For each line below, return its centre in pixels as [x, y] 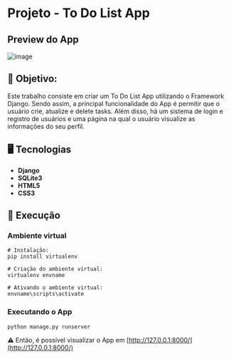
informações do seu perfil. [46, 126]
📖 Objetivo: [32, 79]
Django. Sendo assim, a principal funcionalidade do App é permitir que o [114, 103]
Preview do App [43, 40]
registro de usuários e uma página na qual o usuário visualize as [101, 118]
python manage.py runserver [49, 327]
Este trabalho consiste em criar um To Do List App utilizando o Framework [116, 96]
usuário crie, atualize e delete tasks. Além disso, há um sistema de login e [116, 111]
